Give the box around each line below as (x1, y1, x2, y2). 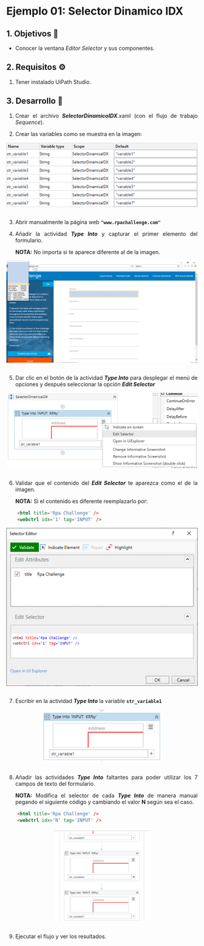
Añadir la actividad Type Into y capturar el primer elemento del (15, 230, 198, 238)
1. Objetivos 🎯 (6, 29, 59, 39)
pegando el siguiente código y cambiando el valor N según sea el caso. (15, 798, 194, 806)
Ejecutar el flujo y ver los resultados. (15, 933, 107, 940)
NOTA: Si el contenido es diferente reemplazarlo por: (15, 497, 148, 505)
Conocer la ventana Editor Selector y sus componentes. (15, 44, 155, 52)
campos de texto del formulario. (15, 780, 95, 787)
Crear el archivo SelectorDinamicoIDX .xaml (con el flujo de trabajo (15, 112, 198, 119)
